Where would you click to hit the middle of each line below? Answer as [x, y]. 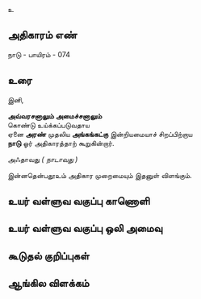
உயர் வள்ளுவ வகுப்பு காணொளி [79, 201]
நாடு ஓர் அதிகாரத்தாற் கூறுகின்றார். [61, 143]
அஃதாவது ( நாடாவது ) [43, 159]
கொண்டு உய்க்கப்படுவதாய [48, 125]
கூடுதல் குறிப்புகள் [48, 256]
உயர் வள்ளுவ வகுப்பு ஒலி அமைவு [85, 228]
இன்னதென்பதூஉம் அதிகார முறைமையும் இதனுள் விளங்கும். [100, 175]
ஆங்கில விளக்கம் [48, 283]
